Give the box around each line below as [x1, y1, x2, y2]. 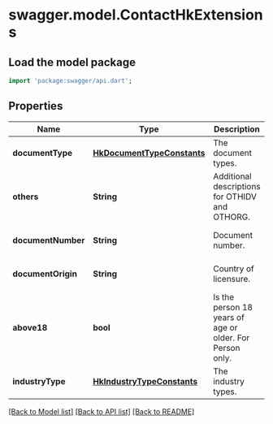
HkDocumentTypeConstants [93, 147, 206, 158]
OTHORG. [212, 211, 250, 223]
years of [212, 311, 245, 322]
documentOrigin [12, 268, 77, 279]
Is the [212, 291, 234, 302]
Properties [8, 99, 63, 113]
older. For [212, 331, 250, 343]
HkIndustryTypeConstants [93, 375, 197, 387]
